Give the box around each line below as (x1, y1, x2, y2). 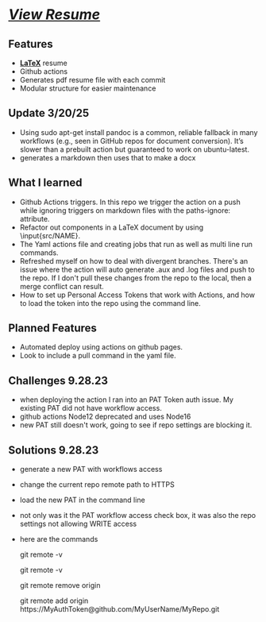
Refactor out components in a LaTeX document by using (19, 222, 204, 232)
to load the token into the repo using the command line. (19, 298, 201, 307)
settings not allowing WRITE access (19, 519, 137, 529)
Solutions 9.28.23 (8, 443, 99, 457)
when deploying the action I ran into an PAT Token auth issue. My (19, 395, 234, 404)
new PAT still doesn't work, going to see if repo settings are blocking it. (19, 420, 253, 430)
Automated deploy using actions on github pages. (19, 342, 183, 352)
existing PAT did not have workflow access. (19, 404, 163, 413)
